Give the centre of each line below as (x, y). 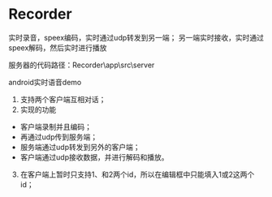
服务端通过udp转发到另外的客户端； (80, 147)
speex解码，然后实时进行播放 (58, 47)
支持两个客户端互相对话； (63, 99)
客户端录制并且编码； (56, 126)
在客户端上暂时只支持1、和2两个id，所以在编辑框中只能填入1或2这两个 (137, 174)
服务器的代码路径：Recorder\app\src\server (82, 65)
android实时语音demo (45, 82)
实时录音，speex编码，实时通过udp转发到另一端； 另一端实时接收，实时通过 (136, 37)
